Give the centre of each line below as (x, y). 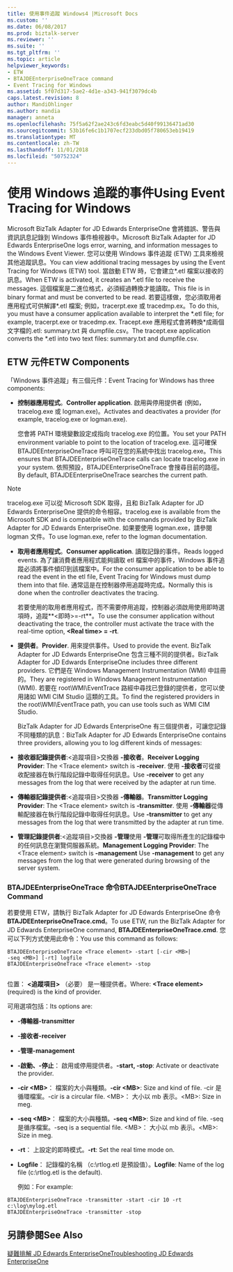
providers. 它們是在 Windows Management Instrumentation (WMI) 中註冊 (122, 670)
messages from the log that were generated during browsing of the (113, 860)
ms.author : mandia (34, 111)
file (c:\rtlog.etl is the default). (60, 1172)
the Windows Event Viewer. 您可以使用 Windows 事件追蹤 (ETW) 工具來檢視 (115, 253)
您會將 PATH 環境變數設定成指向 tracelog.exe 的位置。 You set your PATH (122, 433)
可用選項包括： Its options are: (50, 1006)
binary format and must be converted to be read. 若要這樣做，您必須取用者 (114, 297)
